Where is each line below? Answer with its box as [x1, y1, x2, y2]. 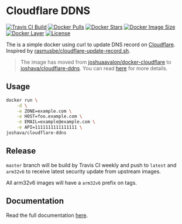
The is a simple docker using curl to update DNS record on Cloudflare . [6, 41, 176, 48]
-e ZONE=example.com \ [16, 108, 72, 114]
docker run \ [6, 97, 38, 103]
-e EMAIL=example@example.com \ [16, 119, 95, 125]
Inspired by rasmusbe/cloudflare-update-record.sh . [6, 47, 131, 54]
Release [6, 146, 36, 156]
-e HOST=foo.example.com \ [16, 113, 83, 119]
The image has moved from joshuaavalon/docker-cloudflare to [20, 58, 171, 66]
